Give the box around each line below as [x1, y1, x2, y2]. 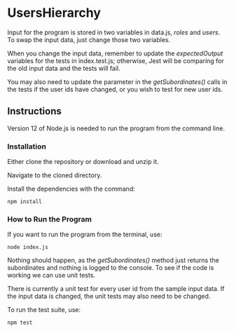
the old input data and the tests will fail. [7, 64, 121, 72]
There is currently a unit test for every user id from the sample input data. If [7, 285, 225, 293]
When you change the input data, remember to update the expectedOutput [7, 49, 223, 57]
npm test [7, 319, 33, 327]
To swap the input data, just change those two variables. [7, 35, 170, 43]
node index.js [7, 244, 49, 251]
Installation [7, 142, 47, 151]
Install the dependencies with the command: [7, 184, 135, 193]
